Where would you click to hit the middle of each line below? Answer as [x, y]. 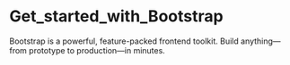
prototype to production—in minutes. [97, 50]
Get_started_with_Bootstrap [116, 16]
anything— [261, 41]
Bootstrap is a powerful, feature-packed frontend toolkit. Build [124, 41]
